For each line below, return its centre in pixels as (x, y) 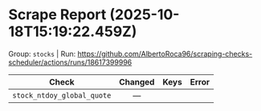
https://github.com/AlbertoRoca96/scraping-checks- (165, 54)
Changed (137, 81)
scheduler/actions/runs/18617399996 (70, 62)
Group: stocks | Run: (42, 54)
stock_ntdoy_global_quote (62, 95)
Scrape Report (57, 15)
